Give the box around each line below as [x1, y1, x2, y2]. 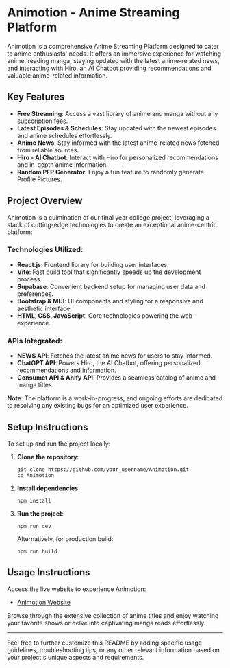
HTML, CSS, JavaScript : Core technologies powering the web [16, 311, 193, 320]
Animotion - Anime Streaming [7, 5, 180, 21]
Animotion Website [16, 598, 71, 606]
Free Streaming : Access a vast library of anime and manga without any [16, 109, 218, 117]
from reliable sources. [16, 146, 79, 154]
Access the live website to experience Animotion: [7, 585, 146, 593]
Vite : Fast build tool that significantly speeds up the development [16, 268, 201, 276]
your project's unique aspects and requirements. [7, 653, 144, 661]
